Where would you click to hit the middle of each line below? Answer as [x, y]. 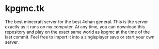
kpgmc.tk [25, 8]
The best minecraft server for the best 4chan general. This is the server [77, 22]
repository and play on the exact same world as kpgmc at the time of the [78, 32]
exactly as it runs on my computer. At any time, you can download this [75, 26]
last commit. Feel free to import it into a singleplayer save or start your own [80, 37]
